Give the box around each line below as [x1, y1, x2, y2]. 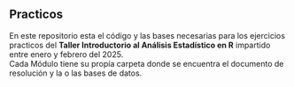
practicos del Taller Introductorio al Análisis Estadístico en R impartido [9, 40, 271, 50]
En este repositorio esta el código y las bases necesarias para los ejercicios [9, 30, 286, 40]
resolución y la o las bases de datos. [9, 68, 143, 78]
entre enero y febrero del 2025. [9, 48, 124, 60]
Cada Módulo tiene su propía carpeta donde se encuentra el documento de [9, 58, 284, 69]
